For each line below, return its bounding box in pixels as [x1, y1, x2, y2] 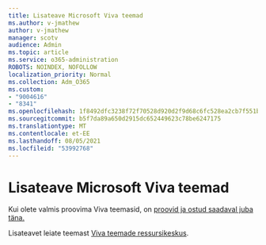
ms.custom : [8, 85, 44, 94]
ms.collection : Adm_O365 [8, 78, 90, 86]
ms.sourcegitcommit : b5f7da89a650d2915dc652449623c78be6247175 [8, 115, 222, 123]
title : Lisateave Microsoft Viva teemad [8, 11, 144, 20]
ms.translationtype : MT [8, 122, 87, 130]
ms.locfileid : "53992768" [8, 144, 93, 152]
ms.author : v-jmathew [8, 19, 80, 27]
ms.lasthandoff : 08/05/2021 [8, 136, 101, 145]
